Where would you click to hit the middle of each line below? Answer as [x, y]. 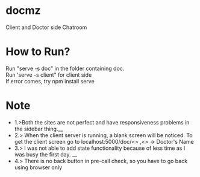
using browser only [38, 167]
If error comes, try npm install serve [50, 81]
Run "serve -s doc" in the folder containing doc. [65, 68]
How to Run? [38, 52]
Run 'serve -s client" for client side [49, 75]
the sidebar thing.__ [39, 129]
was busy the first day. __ [46, 154]
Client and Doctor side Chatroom [46, 27]
